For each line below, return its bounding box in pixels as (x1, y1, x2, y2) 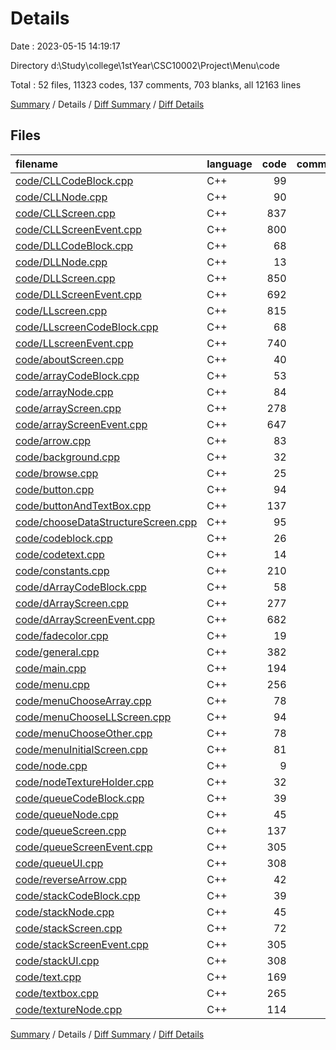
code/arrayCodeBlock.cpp (15, 368, 140, 382)
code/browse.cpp (15, 466, 99, 480)
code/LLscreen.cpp (15, 303, 108, 317)
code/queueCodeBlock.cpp (15, 791, 145, 805)
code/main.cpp (15, 661, 87, 675)
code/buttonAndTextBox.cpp (15, 498, 152, 512)
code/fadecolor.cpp (15, 628, 109, 642)
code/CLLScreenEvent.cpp (15, 222, 143, 236)
